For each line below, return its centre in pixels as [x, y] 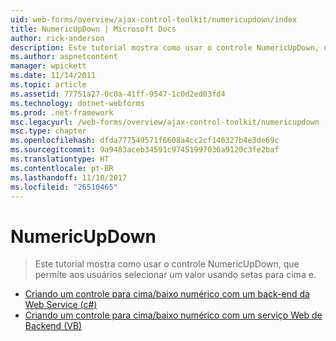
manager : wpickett [48, 66]
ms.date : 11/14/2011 [53, 76]
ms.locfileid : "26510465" [64, 187]
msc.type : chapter [48, 131]
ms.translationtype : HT [60, 159]
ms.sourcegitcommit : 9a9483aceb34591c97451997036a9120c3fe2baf [145, 150]
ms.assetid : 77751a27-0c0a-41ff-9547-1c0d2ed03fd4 [118, 94]
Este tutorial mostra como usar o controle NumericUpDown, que [167, 264]
